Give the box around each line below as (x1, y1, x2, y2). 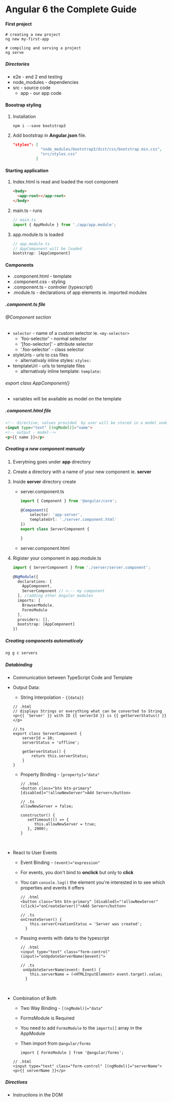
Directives (5, 1079, 28, 1085)
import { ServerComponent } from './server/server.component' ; (12, 565, 151, 570)
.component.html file (5, 407, 51, 413)
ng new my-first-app (5, 37, 50, 42)
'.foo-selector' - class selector (20, 347, 84, 353)
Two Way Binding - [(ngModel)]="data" (20, 1005, 103, 1011)
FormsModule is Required (20, 1015, 75, 1021)
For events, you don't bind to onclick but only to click (20, 870, 134, 875)
